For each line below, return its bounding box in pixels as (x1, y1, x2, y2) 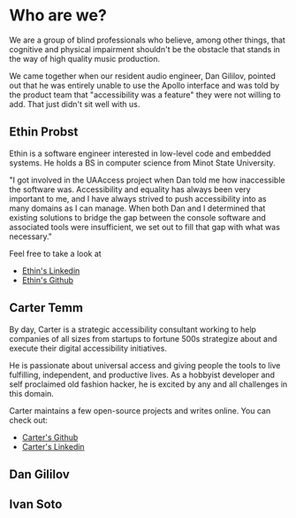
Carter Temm (9, 300, 84, 315)
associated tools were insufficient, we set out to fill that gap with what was (9, 221, 281, 232)
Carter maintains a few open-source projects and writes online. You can (9, 405, 271, 416)
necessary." (9, 231, 53, 242)
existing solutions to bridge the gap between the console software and (9, 212, 267, 222)
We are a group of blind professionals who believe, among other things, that (9, 35, 285, 45)
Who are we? (9, 5, 108, 26)
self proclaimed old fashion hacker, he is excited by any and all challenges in (9, 378, 288, 390)
